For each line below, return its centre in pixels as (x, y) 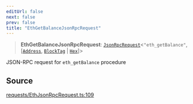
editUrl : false (25, 11)
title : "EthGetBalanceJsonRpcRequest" (54, 28)
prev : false (21, 22)
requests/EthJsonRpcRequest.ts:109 (50, 95)
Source (20, 81)
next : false (21, 17)
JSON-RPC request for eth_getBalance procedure (66, 62)
